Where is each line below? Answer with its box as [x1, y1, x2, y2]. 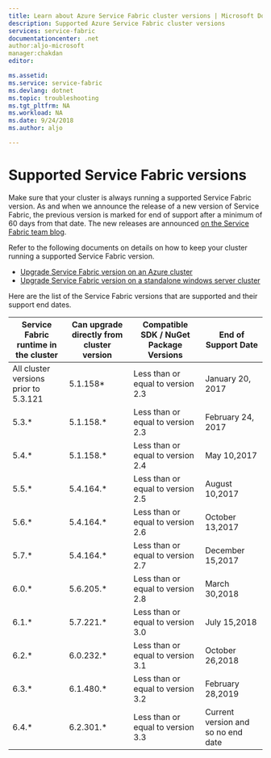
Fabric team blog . [8, 227, 67, 237]
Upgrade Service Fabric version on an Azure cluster [19, 267, 194, 276]
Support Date [205, 339, 258, 350]
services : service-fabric [8, 27, 95, 35]
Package [148, 339, 183, 350]
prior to [12, 383, 40, 394]
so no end [205, 726, 244, 738]
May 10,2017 [205, 449, 258, 461]
